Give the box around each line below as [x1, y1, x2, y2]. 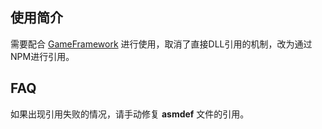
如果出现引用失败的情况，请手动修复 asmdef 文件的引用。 [10, 108, 250, 120]
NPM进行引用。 [10, 50, 75, 62]
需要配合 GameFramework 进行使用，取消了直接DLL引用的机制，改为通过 [10, 38, 313, 50]
